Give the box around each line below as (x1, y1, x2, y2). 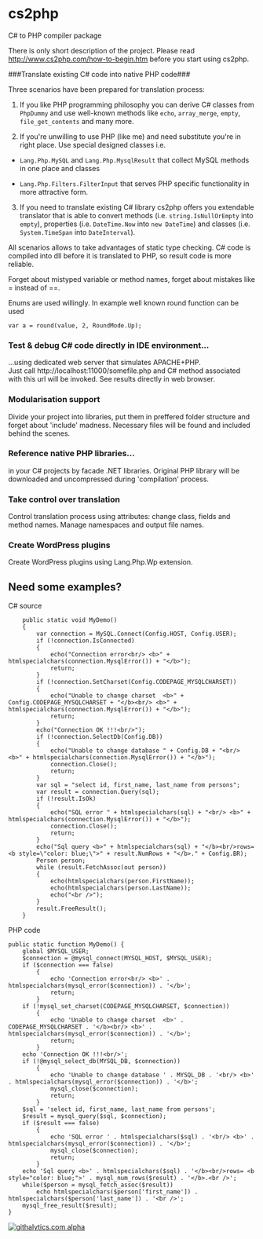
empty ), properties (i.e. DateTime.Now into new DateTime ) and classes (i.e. (19, 219, 251, 228)
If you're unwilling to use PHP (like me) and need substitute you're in (19, 131, 242, 141)
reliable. (8, 259, 35, 269)
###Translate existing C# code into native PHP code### (8, 69, 191, 79)
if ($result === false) (22, 1120, 100, 1128)
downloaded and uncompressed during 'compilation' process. (8, 474, 210, 484)
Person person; (36, 857, 86, 864)
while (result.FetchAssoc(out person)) (36, 864, 167, 872)
